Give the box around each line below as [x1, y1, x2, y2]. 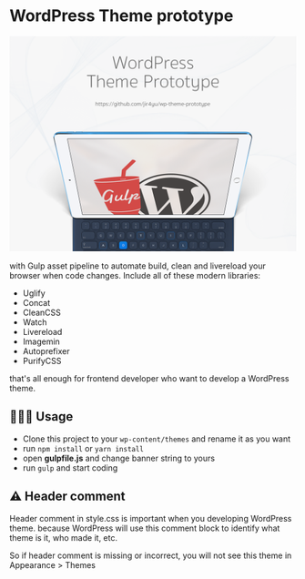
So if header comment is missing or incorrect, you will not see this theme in [9, 550, 292, 561]
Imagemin [22, 336, 61, 347]
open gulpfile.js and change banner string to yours [22, 452, 216, 463]
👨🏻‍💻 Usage [9, 409, 74, 424]
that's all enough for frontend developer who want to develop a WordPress [9, 372, 290, 383]
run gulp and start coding [22, 462, 118, 473]
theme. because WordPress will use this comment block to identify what [9, 523, 280, 533]
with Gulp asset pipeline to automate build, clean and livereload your [9, 260, 267, 271]
